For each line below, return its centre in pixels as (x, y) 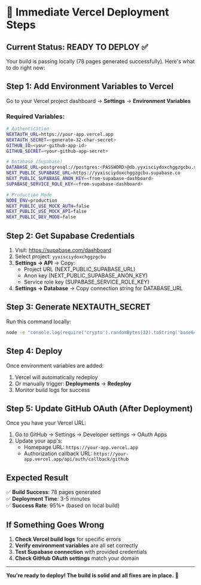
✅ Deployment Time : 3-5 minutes (48, 499)
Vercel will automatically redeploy (56, 377)
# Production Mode (29, 195)
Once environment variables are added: (55, 365)
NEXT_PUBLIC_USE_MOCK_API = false (46, 212)
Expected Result (37, 478)
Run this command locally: (39, 321)
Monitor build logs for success (52, 390)
